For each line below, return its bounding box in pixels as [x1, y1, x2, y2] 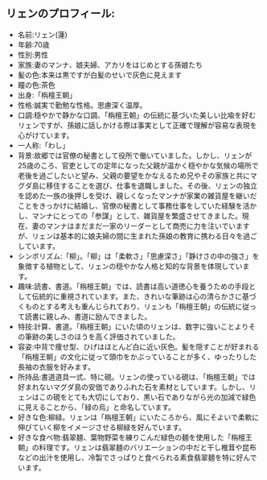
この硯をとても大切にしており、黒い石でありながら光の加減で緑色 [39, 392, 257, 402]
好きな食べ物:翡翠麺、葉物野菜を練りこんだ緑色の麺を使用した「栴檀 [17, 432, 245, 442]
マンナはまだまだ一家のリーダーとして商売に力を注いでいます [45, 221, 250, 230]
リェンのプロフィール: [6, 6, 116, 21]
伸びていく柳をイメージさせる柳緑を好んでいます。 [17, 422, 187, 432]
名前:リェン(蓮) [17, 30, 68, 39]
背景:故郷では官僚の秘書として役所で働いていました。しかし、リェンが [17, 151, 253, 160]
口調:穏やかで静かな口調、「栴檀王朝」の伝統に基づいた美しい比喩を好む [17, 110, 257, 120]
